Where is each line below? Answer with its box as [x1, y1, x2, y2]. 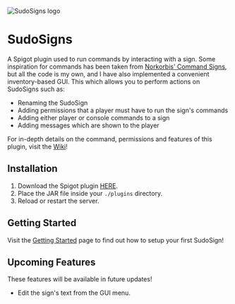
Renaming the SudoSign [17, 98, 88, 107]
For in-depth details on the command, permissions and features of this [7, 134, 213, 143]
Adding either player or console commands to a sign [17, 113, 170, 122]
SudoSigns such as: [7, 85, 65, 93]
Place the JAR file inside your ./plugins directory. [17, 189, 163, 197]
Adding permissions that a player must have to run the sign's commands [17, 106, 229, 115]
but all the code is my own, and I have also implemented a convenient [7, 69, 210, 78]
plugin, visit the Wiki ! [7, 142, 68, 151]
